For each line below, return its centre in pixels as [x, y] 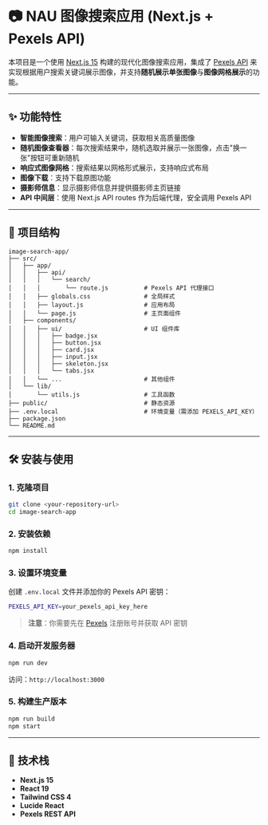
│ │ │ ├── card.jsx [51, 349]
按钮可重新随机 [55, 157]
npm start [25, 726]
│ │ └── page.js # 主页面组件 [95, 313]
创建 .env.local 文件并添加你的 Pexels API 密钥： [89, 592]
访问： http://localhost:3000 [57, 679]
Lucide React [42, 806]
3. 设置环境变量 [38, 573]
